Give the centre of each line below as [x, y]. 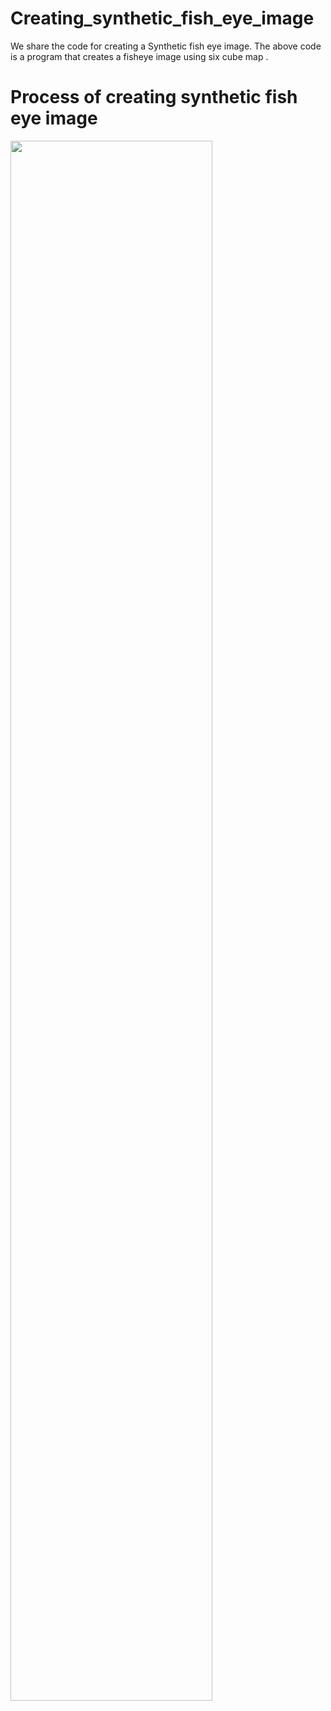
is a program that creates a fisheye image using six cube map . [139, 56]
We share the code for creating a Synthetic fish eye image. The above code [166, 46]
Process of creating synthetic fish [154, 97]
